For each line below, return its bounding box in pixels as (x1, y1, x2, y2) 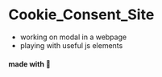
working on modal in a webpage (19, 32, 127, 42)
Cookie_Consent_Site (8, 6, 155, 24)
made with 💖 (8, 59, 51, 69)
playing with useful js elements (19, 40, 123, 50)
